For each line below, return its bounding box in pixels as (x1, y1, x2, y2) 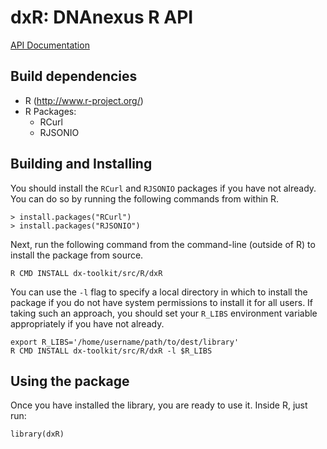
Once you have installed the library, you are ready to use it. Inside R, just (10, 399, 308, 411)
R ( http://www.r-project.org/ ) (24, 94, 144, 106)
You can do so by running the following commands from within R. (10, 192, 280, 205)
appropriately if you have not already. (10, 317, 165, 330)
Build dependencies (10, 68, 138, 85)
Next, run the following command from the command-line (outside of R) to (10, 238, 316, 250)
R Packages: (24, 105, 77, 117)
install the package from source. (10, 249, 144, 261)
